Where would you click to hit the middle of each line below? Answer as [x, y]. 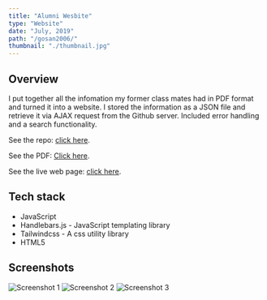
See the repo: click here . [50, 139]
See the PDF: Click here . [49, 156]
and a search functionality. [53, 124]
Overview [34, 79]
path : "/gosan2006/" [43, 39]
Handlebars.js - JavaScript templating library [95, 225]
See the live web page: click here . [65, 171]
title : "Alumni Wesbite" [50, 16]
